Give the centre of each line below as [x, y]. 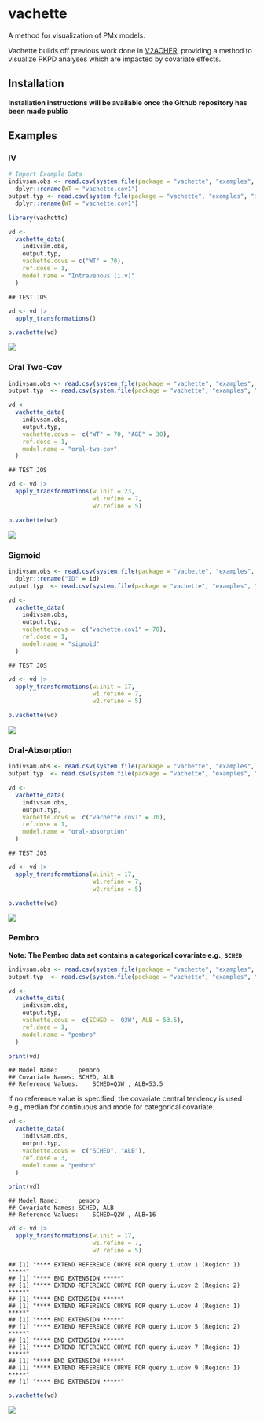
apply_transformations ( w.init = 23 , [75, 492]
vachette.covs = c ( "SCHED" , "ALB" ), [84, 1151]
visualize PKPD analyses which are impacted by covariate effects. [115, 59]
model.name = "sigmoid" [61, 644]
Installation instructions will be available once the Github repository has [128, 102]
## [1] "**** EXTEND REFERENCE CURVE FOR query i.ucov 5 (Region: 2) [125, 1326]
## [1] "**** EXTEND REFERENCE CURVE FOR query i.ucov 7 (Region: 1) [125, 1347]
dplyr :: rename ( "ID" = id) [58, 578]
